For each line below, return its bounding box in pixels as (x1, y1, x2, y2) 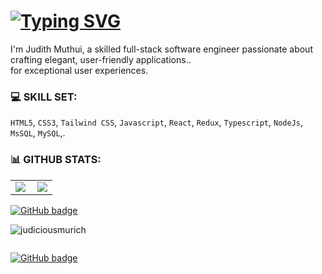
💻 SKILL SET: (10, 90, 78, 104)
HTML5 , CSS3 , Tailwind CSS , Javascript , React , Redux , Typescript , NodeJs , (10, 116, 304, 129)
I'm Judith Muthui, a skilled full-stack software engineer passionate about (10, 43, 313, 55)
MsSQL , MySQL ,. (10, 127, 66, 139)
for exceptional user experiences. (10, 64, 149, 76)
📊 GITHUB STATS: (10, 153, 102, 167)
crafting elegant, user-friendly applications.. (10, 53, 192, 65)
